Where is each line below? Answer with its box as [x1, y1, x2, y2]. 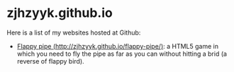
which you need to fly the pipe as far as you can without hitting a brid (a [16, 49, 228, 58]
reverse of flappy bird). [16, 56, 84, 65]
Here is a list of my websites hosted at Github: [6, 28, 141, 37]
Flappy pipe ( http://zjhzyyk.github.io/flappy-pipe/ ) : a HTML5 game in [16, 42, 219, 50]
